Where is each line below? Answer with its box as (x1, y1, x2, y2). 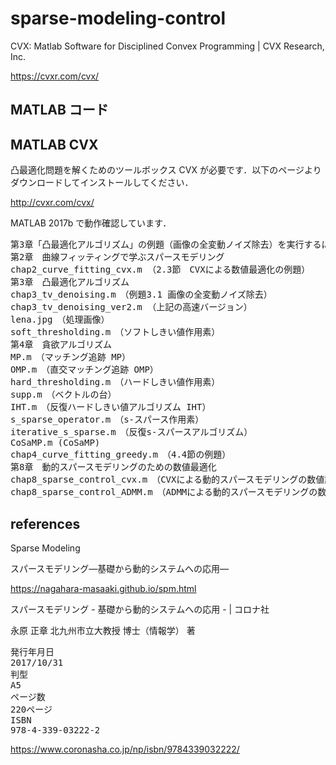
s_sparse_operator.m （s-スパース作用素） (10, 414, 205, 426)
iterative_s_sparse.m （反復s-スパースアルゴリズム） (10, 427, 253, 438)
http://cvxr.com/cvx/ (10, 197, 95, 209)
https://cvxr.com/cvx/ (10, 70, 100, 82)
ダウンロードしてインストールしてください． (10, 177, 194, 189)
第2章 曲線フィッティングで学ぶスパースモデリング (10, 252, 225, 263)
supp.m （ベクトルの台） (10, 389, 117, 401)
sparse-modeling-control (10, 7, 226, 30)
